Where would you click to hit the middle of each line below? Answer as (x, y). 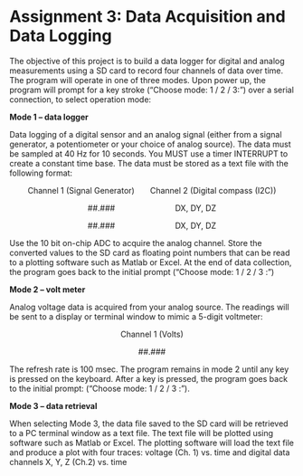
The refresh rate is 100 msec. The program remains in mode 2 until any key (149, 369)
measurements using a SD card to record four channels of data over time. (147, 71)
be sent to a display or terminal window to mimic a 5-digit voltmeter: (136, 316)
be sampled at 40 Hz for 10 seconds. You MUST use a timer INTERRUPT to (149, 153)
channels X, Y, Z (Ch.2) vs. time (68, 462)
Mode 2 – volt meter (47, 289)
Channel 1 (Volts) (152, 334)
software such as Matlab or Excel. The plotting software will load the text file (152, 443)
